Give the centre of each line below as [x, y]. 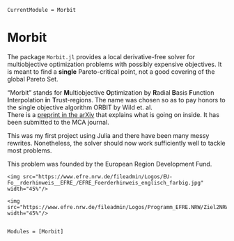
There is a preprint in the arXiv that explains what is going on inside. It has [113, 114]
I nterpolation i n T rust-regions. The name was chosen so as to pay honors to [116, 100]
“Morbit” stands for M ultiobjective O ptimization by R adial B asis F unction [111, 92]
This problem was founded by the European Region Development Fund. [110, 164]
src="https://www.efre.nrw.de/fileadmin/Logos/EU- [97, 177]
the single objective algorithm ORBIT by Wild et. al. [80, 107]
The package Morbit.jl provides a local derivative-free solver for [101, 56]
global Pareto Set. [33, 79]
